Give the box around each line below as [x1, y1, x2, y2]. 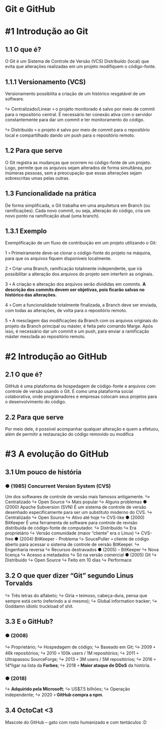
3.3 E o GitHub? [5, 617, 53, 626]
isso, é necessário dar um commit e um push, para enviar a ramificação [5, 328, 149, 334]
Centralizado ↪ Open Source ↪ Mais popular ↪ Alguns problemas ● [5, 499, 147, 505]
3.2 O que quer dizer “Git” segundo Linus [5, 571, 134, 580]
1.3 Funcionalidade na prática [5, 190, 96, 198]
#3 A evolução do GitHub [5, 448, 109, 460]
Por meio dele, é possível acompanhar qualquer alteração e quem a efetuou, [5, 426, 160, 432]
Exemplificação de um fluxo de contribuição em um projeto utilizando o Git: [5, 240, 157, 246]
